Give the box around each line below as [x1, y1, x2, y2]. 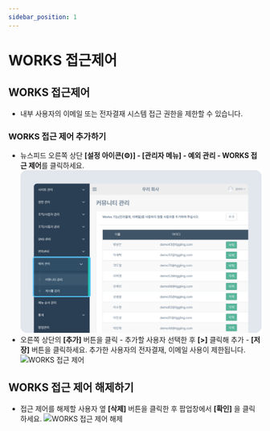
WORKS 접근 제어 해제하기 [8, 381, 134, 395]
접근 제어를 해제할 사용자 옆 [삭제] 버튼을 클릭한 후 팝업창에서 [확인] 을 [19, 404, 241, 413]
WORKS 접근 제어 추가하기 [8, 131, 107, 142]
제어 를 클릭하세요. [27, 160, 85, 170]
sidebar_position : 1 [8, 13, 78, 21]
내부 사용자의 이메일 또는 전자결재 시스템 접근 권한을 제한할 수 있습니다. [19, 109, 243, 118]
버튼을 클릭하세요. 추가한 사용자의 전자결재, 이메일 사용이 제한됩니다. [31, 345, 246, 354]
